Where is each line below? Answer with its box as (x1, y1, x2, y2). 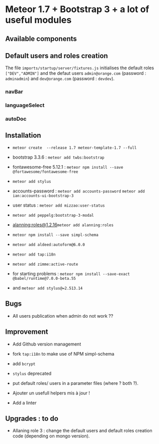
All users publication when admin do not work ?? (12, 313, 113, 319)
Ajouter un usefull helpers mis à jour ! (12, 390, 91, 396)
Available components (5, 34, 77, 43)
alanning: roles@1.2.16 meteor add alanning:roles (12, 221, 114, 228)
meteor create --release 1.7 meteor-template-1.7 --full (12, 145, 137, 150)
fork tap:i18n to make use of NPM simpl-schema (12, 351, 115, 357)
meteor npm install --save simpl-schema (12, 232, 99, 237)
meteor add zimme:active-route (12, 262, 78, 267)
